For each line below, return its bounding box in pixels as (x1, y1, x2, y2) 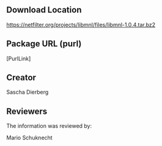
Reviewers (6, 106, 48, 116)
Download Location (6, 5, 82, 15)
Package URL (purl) (6, 39, 82, 49)
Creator (6, 72, 37, 83)
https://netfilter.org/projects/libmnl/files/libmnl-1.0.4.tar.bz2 (6, 21, 156, 28)
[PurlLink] (6, 55, 31, 62)
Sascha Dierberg (6, 88, 49, 96)
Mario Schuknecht (6, 134, 53, 142)
